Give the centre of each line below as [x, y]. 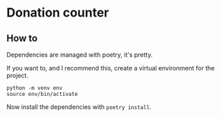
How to [22, 38]
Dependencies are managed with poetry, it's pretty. [80, 55]
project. [18, 75]
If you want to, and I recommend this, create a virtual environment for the [111, 68]
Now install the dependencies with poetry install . [79, 107]
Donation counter [58, 13]
